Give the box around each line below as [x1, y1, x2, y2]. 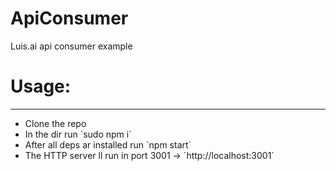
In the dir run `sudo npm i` [24, 128, 132, 140]
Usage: [10, 75, 72, 98]
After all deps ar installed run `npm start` [24, 138, 192, 151]
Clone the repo [24, 117, 87, 129]
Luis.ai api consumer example [10, 40, 133, 52]
